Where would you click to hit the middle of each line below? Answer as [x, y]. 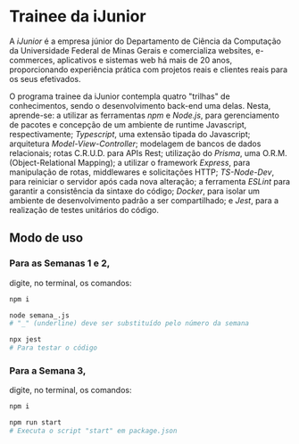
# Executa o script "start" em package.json [93, 431]
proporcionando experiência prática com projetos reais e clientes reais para [149, 70]
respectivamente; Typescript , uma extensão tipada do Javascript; [130, 134]
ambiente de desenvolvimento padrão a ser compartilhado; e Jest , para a [144, 200]
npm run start [36, 423]
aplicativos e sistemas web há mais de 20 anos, [145, 60]
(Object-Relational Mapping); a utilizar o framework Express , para [130, 162]
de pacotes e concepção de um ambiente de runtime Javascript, [128, 124]
